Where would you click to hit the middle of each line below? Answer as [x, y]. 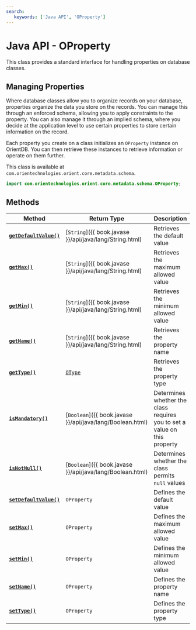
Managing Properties [45, 86]
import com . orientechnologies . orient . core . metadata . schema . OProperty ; [94, 184]
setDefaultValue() [34, 500]
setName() [22, 586]
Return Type [107, 218]
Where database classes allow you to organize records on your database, [94, 101]
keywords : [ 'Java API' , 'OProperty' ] [60, 17]
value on [165, 429]
